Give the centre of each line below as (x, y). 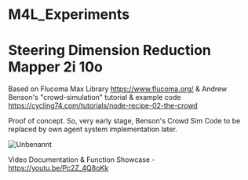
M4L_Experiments (69, 15)
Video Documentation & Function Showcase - (82, 160)
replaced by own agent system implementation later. (93, 129)
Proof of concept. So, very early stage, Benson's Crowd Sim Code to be (124, 121)
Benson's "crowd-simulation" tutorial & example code (95, 97)
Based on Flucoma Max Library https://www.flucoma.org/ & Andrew (118, 89)
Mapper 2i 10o (56, 67)
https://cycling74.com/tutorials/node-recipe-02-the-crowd (103, 106)
